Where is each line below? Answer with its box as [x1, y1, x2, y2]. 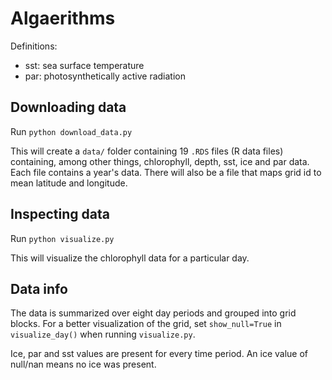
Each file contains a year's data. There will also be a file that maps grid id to [10, 166, 322, 178]
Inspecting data [10, 206, 110, 223]
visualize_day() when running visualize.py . [10, 328, 196, 341]
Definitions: [10, 40, 58, 52]
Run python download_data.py [10, 125, 133, 137]
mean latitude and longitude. [10, 177, 128, 189]
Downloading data [10, 99, 127, 116]
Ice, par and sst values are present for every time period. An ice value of [10, 348, 309, 360]
